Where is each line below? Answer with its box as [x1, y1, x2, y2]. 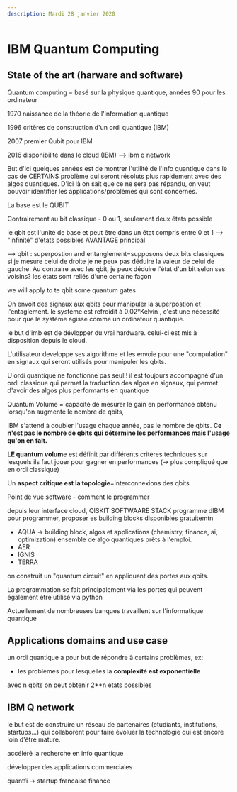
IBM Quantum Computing [7, 40, 160, 57]
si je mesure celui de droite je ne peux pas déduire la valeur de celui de [7, 257, 215, 265]
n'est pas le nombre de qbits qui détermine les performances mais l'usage [7, 429, 230, 437]
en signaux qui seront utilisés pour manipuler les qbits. [7, 357, 166, 365]
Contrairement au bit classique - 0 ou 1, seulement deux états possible [7, 214, 213, 223]
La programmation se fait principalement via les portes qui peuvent [7, 585, 203, 593]
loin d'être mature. [7, 735, 62, 744]
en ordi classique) [7, 465, 60, 473]
